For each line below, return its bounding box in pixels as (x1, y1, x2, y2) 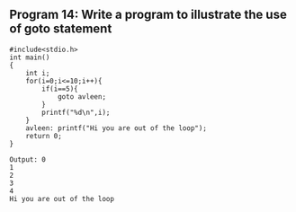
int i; (25, 68, 50, 77)
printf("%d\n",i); (41, 108, 111, 117)
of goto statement (9, 22, 112, 37)
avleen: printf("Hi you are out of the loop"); (25, 123, 207, 133)
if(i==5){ (41, 84, 78, 93)
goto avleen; (57, 92, 106, 102)
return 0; (25, 131, 63, 140)
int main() (9, 53, 50, 62)
